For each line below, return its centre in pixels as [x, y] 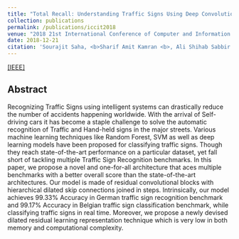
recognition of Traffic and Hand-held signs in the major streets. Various [112, 129]
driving [18, 122]
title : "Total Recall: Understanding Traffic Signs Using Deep [103, 14]
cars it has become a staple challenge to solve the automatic [118, 122]
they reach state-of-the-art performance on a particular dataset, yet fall [112, 152]
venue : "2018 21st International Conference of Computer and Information [119, 34]
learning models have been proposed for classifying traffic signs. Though [115, 144]
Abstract [27, 90]
